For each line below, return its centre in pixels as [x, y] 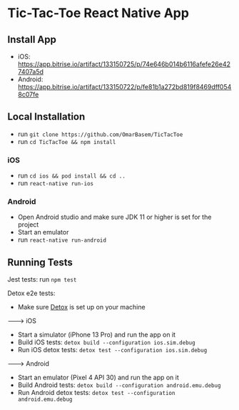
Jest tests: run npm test [42, 280]
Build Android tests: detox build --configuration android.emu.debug [119, 385]
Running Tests [40, 262]
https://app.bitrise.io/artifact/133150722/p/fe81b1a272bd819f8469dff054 [124, 87]
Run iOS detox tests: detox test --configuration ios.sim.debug [112, 350]
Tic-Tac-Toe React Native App [98, 13]
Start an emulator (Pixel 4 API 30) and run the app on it [98, 378]
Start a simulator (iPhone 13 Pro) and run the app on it [97, 335]
